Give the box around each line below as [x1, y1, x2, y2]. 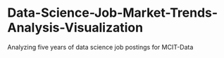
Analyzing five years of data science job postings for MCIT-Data [7, 43, 194, 51]
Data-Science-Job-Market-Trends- [7, 5, 218, 21]
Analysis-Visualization [7, 20, 143, 36]
